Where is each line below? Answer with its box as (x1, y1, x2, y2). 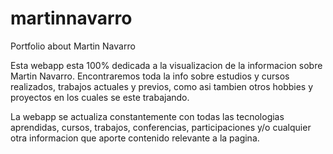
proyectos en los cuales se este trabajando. (10, 91, 190, 103)
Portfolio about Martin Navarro (10, 40, 136, 52)
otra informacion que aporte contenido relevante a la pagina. (10, 132, 260, 144)
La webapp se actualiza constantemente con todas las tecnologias (10, 110, 285, 122)
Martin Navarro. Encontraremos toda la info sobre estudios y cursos (10, 70, 290, 82)
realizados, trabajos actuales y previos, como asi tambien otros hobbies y (10, 80, 314, 92)
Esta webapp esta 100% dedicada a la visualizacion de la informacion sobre (10, 59, 323, 71)
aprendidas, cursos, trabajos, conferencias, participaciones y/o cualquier (10, 121, 312, 133)
